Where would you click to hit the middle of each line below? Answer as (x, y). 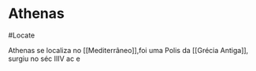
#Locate (22, 35)
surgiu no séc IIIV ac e (44, 59)
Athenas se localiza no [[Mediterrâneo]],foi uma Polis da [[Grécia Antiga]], (128, 50)
